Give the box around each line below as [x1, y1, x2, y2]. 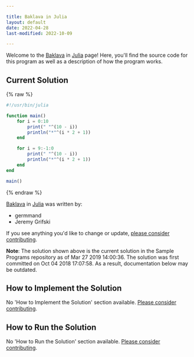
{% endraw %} [6, 189, 42, 196]
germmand [14, 212, 42, 219]
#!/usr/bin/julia [6, 102, 49, 108]
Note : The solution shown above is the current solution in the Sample [6, 247, 174, 254]
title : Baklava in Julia [6, 14, 67, 20]
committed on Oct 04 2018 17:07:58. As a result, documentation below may [6, 259, 189, 267]
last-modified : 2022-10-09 [6, 30, 73, 36]
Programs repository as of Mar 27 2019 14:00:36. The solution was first [6, 254, 179, 261]
